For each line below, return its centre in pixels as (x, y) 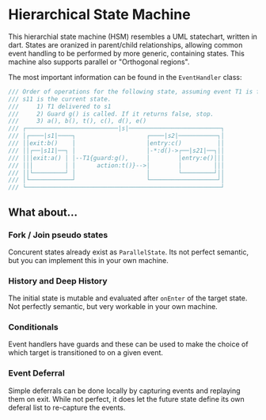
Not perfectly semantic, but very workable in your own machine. (113, 307)
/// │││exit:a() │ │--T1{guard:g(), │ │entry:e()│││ (116, 158)
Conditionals (33, 327)
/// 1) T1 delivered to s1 (60, 106)
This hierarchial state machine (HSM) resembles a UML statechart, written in (133, 36)
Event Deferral (36, 373)
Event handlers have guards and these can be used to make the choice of (128, 344)
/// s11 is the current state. (60, 99)
